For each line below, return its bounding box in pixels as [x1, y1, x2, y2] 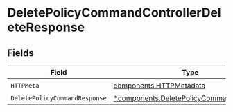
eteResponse [7, 19, 85, 35]
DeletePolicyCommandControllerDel [7, 5, 221, 21]
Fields [7, 47, 35, 59]
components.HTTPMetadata [113, 81, 206, 91]
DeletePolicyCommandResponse [10, 95, 107, 102]
